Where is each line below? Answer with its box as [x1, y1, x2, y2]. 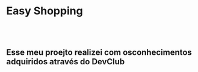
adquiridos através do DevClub [6, 57, 125, 67]
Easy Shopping [6, 4, 83, 18]
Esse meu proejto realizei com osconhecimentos [6, 48, 193, 58]
